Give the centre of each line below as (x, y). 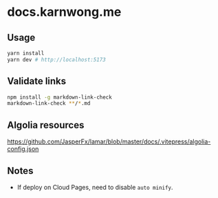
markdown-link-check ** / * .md (49, 103)
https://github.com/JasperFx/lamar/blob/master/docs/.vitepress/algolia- (109, 141)
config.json (23, 149)
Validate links (37, 81)
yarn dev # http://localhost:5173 (57, 59)
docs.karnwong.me (64, 12)
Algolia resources (46, 125)
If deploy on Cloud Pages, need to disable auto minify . (95, 187)
